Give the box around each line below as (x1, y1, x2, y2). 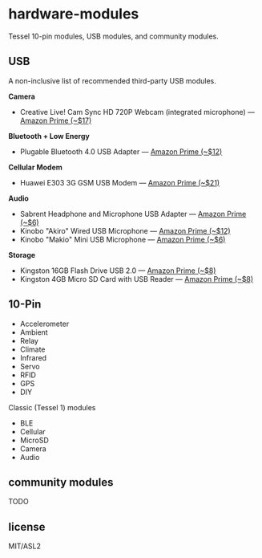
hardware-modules (8, 5, 139, 23)
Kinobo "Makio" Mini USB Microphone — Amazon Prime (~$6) (19, 234, 226, 244)
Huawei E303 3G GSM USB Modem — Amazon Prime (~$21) (19, 177, 220, 187)
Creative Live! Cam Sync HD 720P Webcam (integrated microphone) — (19, 107, 255, 116)
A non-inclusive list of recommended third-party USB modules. (8, 75, 216, 85)
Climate (19, 344, 46, 354)
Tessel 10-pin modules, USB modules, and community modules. (8, 31, 219, 41)
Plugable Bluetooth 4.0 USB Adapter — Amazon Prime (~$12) (19, 146, 223, 157)
